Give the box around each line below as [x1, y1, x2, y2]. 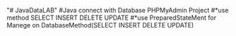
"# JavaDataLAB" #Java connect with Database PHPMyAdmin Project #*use [6, 6, 229, 14]
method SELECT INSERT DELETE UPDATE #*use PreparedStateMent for [6, 13, 217, 22]
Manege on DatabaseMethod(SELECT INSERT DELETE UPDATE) [6, 21, 194, 29]
